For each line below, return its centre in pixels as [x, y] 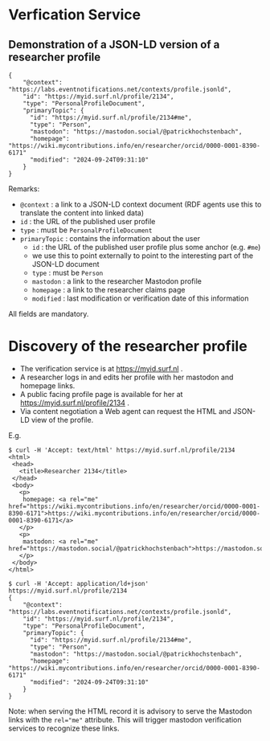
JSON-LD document [65, 264]
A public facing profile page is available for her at [101, 394]
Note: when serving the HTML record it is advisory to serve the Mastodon [130, 711]
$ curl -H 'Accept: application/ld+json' [79, 583]
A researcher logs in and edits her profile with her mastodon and [127, 377]
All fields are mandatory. [49, 314]
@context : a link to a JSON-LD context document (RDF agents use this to [141, 204]
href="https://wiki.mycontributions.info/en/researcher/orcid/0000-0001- [135, 506]
